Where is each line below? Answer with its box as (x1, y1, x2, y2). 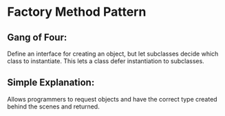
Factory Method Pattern (7, 4, 147, 20)
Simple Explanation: (7, 77, 95, 89)
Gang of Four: (7, 32, 67, 43)
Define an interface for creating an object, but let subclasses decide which (7, 49, 219, 58)
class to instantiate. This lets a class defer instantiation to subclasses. (7, 57, 204, 65)
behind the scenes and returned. (7, 102, 100, 111)
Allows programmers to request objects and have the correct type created (7, 95, 218, 103)
